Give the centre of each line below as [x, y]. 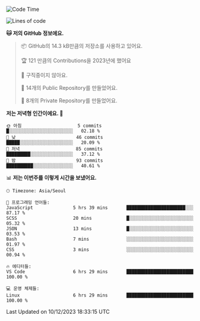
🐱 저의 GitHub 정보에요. [35, 33]
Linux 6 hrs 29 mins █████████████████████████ [100, 295]
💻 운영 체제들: [23, 289]
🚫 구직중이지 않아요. [44, 75]
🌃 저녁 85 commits [55, 149]
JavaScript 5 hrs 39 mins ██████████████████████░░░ [100, 208]
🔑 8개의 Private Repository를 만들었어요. [69, 101]
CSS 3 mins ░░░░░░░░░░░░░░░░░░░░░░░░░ [100, 250]
